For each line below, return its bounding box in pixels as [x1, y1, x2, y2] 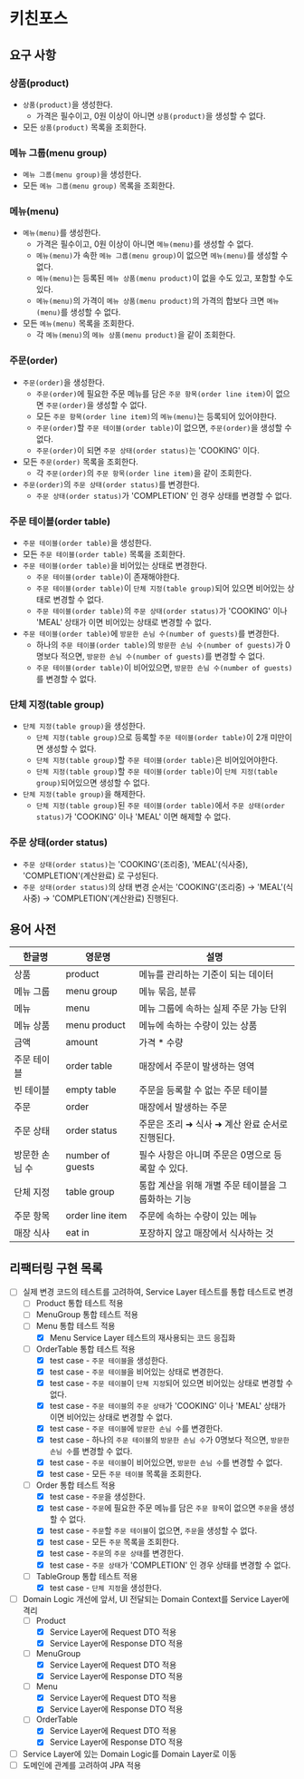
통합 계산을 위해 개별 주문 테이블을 [138, 1179, 277, 1192]
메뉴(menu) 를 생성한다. [22, 228, 101, 239]
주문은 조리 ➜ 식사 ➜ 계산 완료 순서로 [138, 1118, 289, 1130]
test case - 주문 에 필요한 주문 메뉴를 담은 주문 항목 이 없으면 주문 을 [49, 1502, 279, 1513]
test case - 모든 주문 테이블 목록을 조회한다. [49, 1469, 202, 1480]
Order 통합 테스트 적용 [35, 1480, 116, 1491]
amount [65, 1036, 99, 1049]
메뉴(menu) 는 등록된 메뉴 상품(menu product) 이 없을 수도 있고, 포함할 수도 [35, 273, 294, 284]
